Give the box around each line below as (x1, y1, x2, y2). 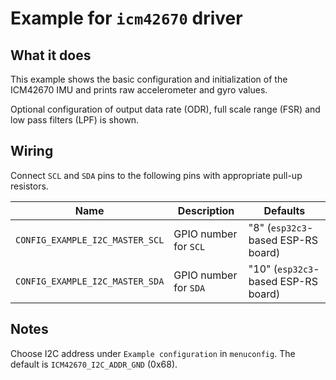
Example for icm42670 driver (10, 7, 243, 30)
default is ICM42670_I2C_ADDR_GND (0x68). (10, 358, 178, 370)
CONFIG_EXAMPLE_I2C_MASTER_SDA (15, 275, 165, 287)
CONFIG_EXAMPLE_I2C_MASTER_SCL (15, 234, 165, 246)
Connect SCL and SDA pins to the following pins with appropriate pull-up (10, 169, 303, 181)
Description (177, 203, 235, 217)
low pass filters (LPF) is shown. (10, 114, 140, 126)
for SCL (173, 239, 206, 253)
